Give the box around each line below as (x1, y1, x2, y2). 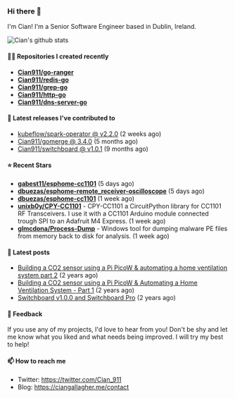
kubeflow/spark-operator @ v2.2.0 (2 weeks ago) (17, 130, 162, 138)
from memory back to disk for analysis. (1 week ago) (17, 232, 170, 240)
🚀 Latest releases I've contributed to (7, 114, 115, 123)
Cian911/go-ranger (17, 68, 74, 76)
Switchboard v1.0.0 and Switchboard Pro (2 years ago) (17, 294, 176, 302)
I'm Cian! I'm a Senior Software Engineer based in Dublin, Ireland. (7, 23, 197, 31)
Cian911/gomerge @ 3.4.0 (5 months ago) (17, 137, 139, 145)
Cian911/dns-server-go (17, 98, 88, 106)
